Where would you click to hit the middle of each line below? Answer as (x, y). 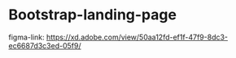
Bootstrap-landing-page (93, 15)
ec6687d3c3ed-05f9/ (45, 45)
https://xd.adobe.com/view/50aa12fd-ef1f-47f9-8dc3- (137, 37)
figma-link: (26, 37)
